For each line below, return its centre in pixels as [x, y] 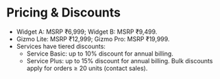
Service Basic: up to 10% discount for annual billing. [100, 54]
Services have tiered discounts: [61, 46]
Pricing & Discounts [64, 13]
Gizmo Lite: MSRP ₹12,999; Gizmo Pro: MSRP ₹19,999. [93, 38]
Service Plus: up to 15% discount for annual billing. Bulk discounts [120, 60]
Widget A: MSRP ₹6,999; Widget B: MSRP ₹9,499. [87, 32]
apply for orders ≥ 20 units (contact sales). [87, 68]
